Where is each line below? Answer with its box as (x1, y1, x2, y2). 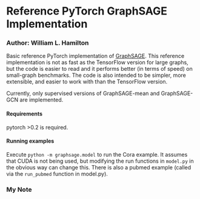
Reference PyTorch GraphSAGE (6, 4, 168, 18)
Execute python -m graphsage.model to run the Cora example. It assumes (6, 151, 188, 158)
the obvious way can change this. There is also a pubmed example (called (6, 163, 192, 171)
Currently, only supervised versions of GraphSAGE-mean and (6, 90, 160, 97)
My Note (6, 185, 32, 194)
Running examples (6, 137, 55, 145)
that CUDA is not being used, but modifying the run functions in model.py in (6, 157, 194, 165)
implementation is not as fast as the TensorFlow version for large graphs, (6, 59, 189, 66)
